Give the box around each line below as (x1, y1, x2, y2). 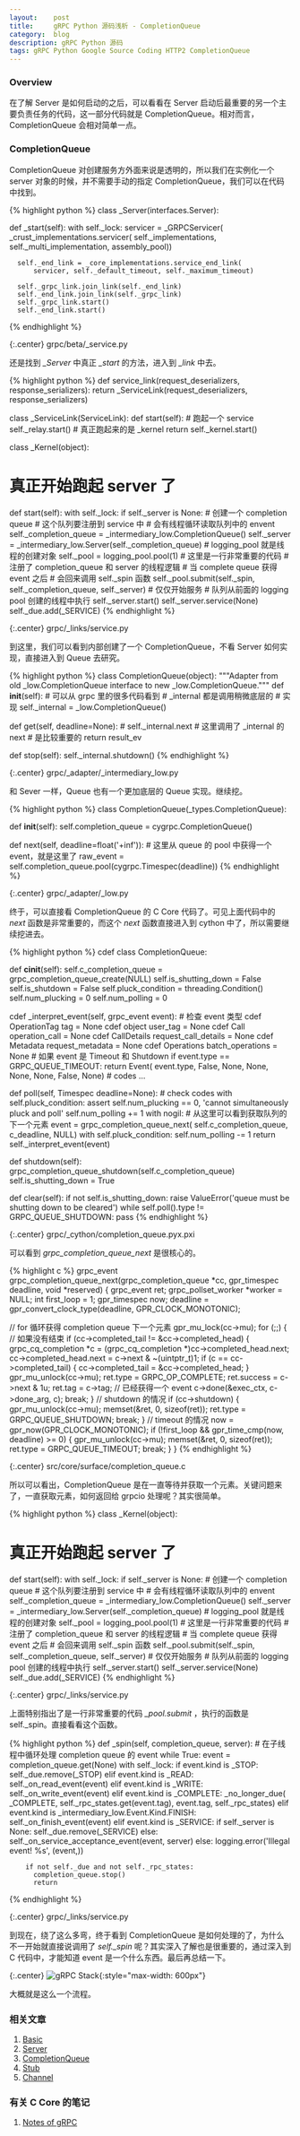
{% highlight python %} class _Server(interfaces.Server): (9, 204, 219, 215)
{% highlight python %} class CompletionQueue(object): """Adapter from (9, 670, 279, 681)
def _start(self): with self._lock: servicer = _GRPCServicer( (9, 221, 224, 233)
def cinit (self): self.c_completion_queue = (9, 964, 164, 974)
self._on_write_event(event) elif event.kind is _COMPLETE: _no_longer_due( (9, 1787, 287, 1798)
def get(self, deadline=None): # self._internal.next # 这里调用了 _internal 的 (9, 721, 285, 731)
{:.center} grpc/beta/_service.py (9, 338, 128, 350)
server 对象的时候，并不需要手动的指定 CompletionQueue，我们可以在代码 (9, 176, 285, 186)
